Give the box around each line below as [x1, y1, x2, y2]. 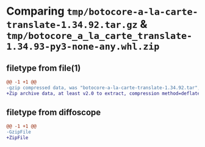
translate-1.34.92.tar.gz [6, 20, 138, 31]
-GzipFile [6, 129, 32, 135]
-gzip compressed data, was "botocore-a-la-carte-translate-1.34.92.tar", [6, 84, 201, 91]
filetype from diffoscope [6, 107, 101, 118]
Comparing [6, 4, 65, 18]
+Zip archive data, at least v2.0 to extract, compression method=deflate [6, 90, 201, 96]
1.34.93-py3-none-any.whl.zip [6, 41, 160, 52]
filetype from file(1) [6, 63, 81, 73]
